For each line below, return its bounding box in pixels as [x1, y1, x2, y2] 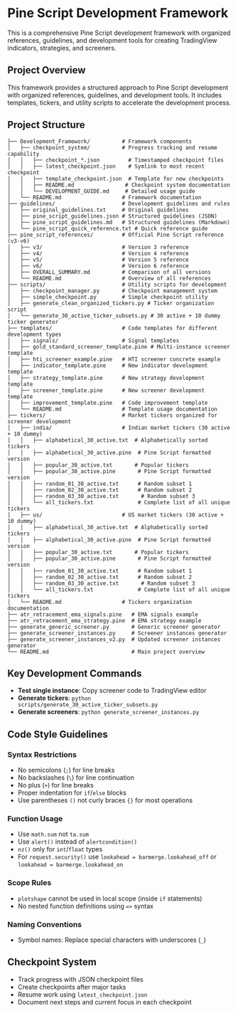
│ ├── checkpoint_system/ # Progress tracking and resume [7, 144, 218, 151]
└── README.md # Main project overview [7, 648, 205, 655]
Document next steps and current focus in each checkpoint [17, 997, 192, 1006]
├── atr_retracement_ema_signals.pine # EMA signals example [7, 610, 199, 618]
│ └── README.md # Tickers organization [7, 598, 193, 605]
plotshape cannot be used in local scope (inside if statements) [17, 894, 202, 903]
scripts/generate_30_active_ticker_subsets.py [17, 701, 158, 709]
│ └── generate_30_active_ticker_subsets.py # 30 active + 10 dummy [7, 312, 221, 319]
